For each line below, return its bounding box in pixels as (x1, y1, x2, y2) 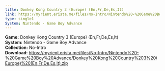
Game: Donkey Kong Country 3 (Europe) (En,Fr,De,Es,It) (5, 34, 119, 40)
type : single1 (5, 16, 34, 21)
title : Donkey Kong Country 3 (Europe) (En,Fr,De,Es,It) (5, 7, 124, 12)
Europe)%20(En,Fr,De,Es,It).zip (5, 60, 68, 66)
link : (5, 12, 16, 17)
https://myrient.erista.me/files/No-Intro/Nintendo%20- (28, 50, 139, 56)
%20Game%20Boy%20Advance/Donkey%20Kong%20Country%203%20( (5, 55, 158, 61)
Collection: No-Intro (5, 45, 47, 50)
